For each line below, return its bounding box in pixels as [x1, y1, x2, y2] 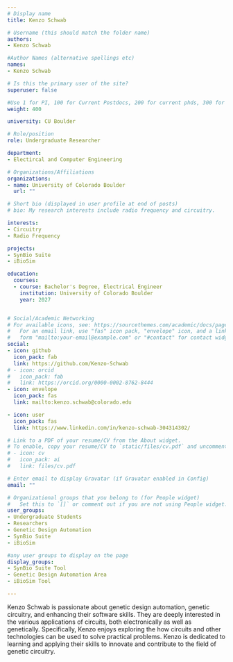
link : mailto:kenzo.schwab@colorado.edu [13, 399, 132, 406]
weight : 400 [7, 106, 42, 113]
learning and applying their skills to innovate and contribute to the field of [7, 640, 216, 648]
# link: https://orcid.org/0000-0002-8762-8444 [7, 379, 154, 386]
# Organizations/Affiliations [7, 168, 95, 176]
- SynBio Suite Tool [7, 565, 67, 572]
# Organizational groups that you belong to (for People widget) [7, 494, 200, 501]
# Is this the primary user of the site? [7, 80, 129, 87]
